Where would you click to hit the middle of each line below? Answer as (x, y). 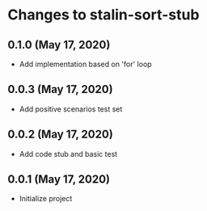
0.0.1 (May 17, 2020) (59, 179)
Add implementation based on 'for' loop (85, 64)
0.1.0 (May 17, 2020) (59, 45)
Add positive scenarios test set (71, 109)
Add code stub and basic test (68, 154)
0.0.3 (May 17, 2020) (61, 89)
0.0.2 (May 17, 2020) (61, 135)
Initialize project (46, 199)
